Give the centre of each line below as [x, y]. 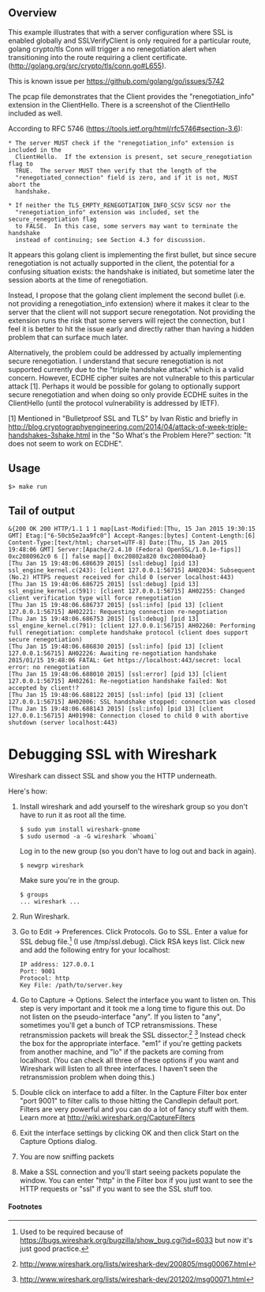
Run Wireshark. [45, 916]
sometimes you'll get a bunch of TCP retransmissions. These [119, 1025]
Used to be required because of [71, 1231]
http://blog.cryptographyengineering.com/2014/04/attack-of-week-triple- [128, 426]
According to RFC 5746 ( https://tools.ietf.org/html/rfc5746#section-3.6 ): [125, 128]
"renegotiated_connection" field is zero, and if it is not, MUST [127, 177]
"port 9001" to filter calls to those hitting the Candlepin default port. [129, 1101]
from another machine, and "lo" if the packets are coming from [121, 1051]
